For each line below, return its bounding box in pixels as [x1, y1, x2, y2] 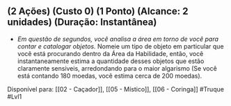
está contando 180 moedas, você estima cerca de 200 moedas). [17, 71, 202, 80]
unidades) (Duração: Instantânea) [7, 17, 157, 28]
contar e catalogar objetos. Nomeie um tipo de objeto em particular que [17, 42, 224, 51]
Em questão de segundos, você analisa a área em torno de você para [17, 35, 219, 43]
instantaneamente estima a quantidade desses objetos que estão [17, 57, 205, 65]
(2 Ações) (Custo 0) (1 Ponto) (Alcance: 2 [7, 6, 189, 17]
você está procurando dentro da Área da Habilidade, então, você [17, 49, 204, 58]
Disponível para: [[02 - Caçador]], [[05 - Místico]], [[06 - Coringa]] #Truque [7, 85, 225, 93]
